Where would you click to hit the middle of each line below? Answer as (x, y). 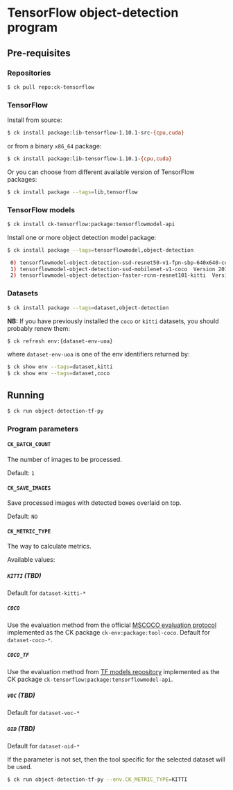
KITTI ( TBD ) (24, 575)
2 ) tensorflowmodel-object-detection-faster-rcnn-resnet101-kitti (108, 275)
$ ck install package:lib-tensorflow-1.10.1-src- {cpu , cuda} (96, 133)
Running (26, 395)
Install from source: (35, 120)
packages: (22, 179)
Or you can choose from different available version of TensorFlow (101, 172)
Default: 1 (21, 472)
